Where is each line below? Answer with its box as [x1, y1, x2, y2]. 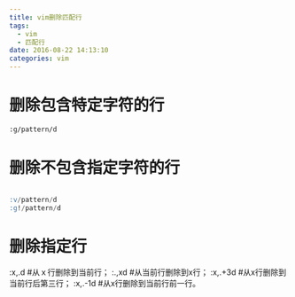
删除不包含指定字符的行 [9, 158, 181, 177]
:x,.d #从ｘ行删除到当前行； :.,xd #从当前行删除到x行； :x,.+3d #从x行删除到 [9, 267, 286, 277]
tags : [9, 21, 29, 30]
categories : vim [9, 54, 69, 63]
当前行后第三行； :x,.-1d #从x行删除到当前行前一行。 [9, 278, 201, 289]
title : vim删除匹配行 [9, 12, 82, 22]
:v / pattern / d [9, 195, 58, 204]
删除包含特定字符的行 [9, 95, 166, 115]
